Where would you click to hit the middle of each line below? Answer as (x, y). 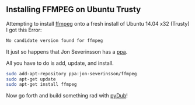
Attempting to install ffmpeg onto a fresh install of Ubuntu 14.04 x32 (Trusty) (98, 23)
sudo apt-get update (31, 79)
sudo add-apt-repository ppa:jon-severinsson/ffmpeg (72, 73)
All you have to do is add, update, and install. (60, 63)
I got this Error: (24, 30)
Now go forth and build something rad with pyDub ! (67, 96)
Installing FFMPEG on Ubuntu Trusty (74, 10)
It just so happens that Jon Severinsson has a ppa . (67, 51)
